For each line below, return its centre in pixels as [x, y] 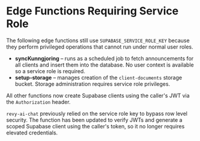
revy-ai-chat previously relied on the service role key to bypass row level [97, 113]
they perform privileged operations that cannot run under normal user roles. [100, 47]
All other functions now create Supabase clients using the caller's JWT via [98, 95]
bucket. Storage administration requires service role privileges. [93, 84]
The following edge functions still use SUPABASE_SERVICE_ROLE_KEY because [98, 40]
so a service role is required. [50, 71]
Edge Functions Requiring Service [92, 11]
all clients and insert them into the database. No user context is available [104, 65]
